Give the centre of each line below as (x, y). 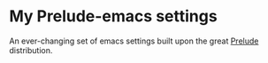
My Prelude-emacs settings (114, 16)
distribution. (31, 50)
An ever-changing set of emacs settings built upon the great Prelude (134, 41)
